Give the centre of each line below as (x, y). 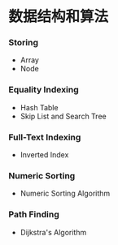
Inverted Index (44, 155)
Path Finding (34, 214)
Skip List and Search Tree (63, 116)
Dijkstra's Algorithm (53, 232)
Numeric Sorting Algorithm (65, 193)
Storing (24, 43)
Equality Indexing (44, 90)
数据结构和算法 (59, 17)
